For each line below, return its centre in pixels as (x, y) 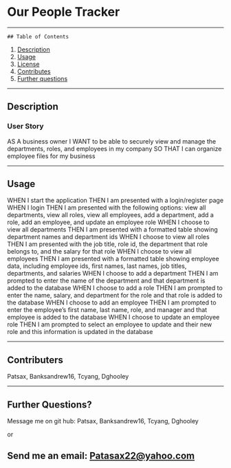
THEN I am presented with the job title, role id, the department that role (108, 244)
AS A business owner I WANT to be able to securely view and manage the (112, 141)
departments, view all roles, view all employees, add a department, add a (111, 215)
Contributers (35, 360)
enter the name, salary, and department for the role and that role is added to (115, 296)
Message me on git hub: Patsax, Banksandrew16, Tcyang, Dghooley (103, 421)
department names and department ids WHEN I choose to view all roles (108, 237)
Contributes (34, 71)
